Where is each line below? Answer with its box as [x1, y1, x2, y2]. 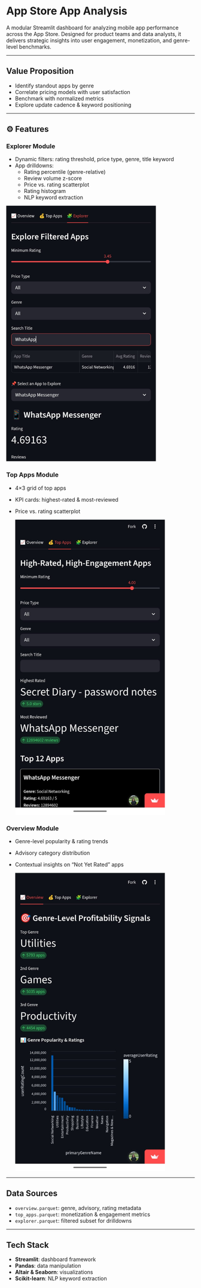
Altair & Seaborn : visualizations [14, 1269, 93, 1276]
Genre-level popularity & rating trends [14, 838, 109, 845]
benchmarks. [19, 43, 52, 50]
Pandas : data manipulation [14, 1262, 81, 1269]
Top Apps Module [6, 470, 59, 479]
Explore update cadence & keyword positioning [14, 101, 132, 108]
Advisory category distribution [14, 849, 90, 856]
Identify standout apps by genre [14, 82, 95, 89]
